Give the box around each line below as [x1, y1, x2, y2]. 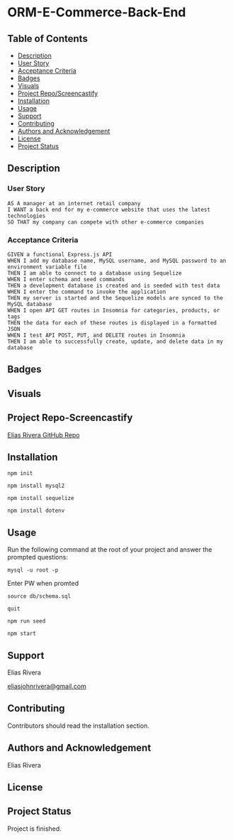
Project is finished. [7, 824, 62, 833]
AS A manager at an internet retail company [7, 200, 141, 207]
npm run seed [7, 618, 46, 625]
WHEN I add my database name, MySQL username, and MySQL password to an [7, 257, 227, 264]
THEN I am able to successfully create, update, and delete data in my [7, 338, 223, 345]
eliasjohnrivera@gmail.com [7, 682, 86, 691]
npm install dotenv [7, 507, 65, 515]
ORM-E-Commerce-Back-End [7, 4, 186, 21]
